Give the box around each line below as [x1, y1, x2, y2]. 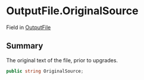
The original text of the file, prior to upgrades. [6, 56, 118, 63]
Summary [6, 41, 43, 51]
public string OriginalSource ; [6, 68, 84, 74]
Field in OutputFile [6, 24, 51, 31]
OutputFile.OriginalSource [6, 4, 139, 18]
